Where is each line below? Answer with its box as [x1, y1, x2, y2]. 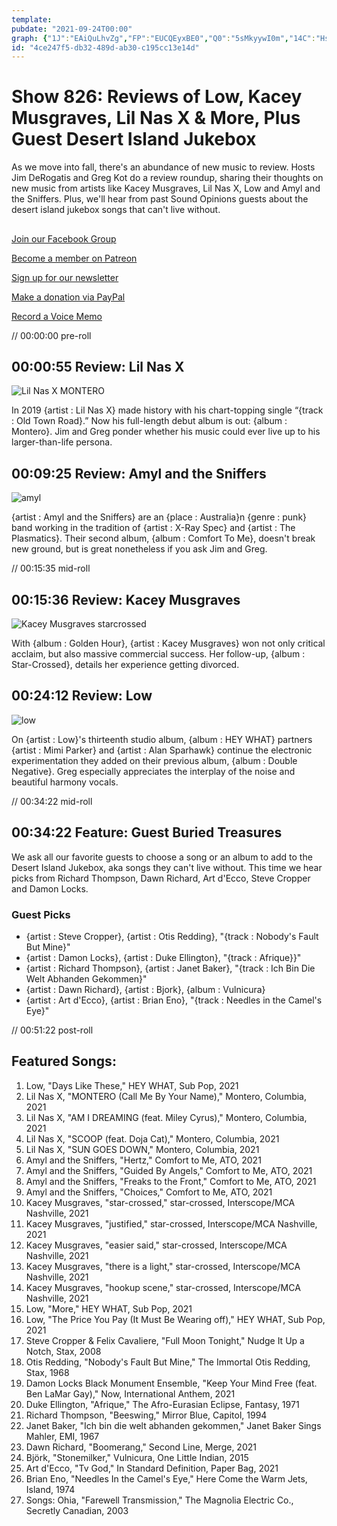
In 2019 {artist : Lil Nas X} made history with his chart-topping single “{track [11, 404, 324, 416]
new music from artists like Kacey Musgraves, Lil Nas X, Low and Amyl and [11, 182, 321, 195]
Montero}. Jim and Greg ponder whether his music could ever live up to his [11, 426, 321, 438]
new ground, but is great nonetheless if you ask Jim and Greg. [11, 543, 268, 555]
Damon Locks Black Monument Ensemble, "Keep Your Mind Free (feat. [25, 1377, 318, 1389]
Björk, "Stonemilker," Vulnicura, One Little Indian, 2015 [25, 1451, 249, 1463]
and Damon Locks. [11, 882, 89, 895]
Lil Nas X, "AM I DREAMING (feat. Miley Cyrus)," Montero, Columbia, [25, 1111, 308, 1123]
